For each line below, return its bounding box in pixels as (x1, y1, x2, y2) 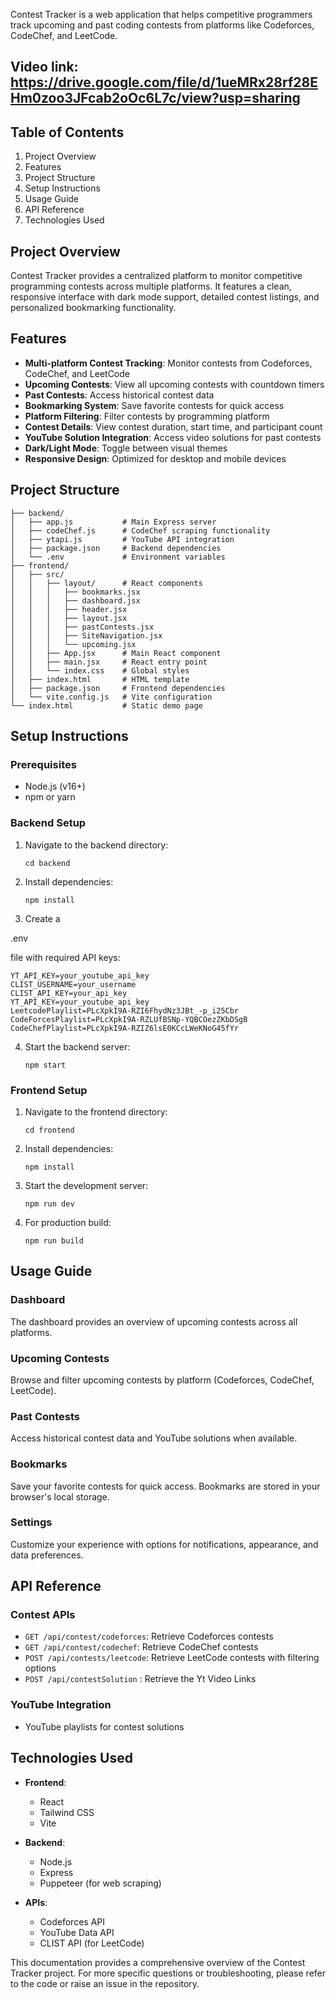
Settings (10, 1515, 53, 1529)
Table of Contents (10, 124, 125, 141)
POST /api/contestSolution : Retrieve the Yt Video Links (24, 1673, 257, 1685)
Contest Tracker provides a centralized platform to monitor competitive (10, 270, 303, 282)
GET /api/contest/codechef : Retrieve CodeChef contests (24, 1641, 259, 1653)
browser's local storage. (10, 1490, 110, 1503)
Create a (24, 912, 61, 924)
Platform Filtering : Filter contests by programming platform (24, 410, 270, 422)
